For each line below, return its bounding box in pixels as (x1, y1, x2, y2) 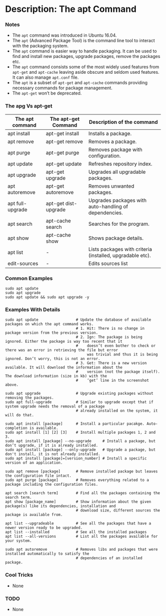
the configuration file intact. (5, 473, 72, 478)
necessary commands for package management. (12, 85, 113, 91)
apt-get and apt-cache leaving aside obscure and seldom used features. (12, 69, 160, 75)
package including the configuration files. (5, 482, 98, 487)
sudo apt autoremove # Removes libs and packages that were (5, 547, 158, 552)
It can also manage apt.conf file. (12, 74, 79, 80)
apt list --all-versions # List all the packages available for (5, 534, 158, 539)
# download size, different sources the (76, 508, 161, 513)
